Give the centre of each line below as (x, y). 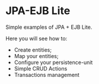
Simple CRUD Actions (41, 68)
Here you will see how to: (36, 38)
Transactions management (47, 75)
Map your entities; (36, 56)
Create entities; (33, 50)
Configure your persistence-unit (53, 62)
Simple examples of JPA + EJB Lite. (49, 27)
